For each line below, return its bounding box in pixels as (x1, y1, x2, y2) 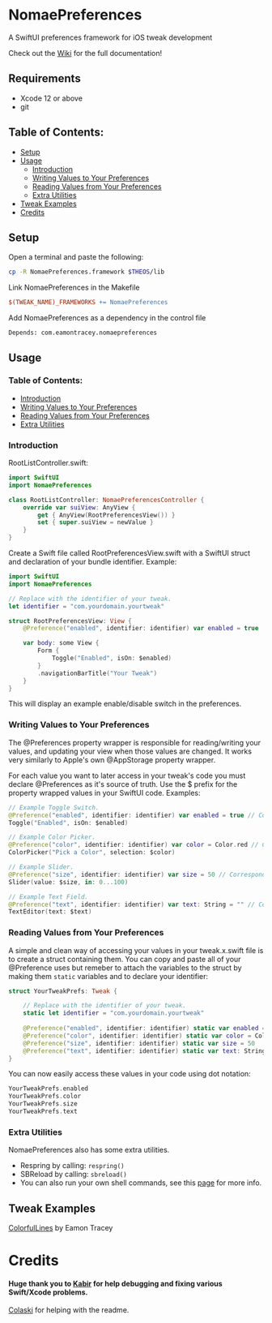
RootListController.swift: (8, 458, 89, 468)
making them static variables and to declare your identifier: (8, 971, 209, 981)
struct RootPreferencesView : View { (8, 616, 132, 625)
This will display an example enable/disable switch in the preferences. (8, 699, 242, 709)
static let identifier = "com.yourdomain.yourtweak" (23, 1009, 205, 1017)
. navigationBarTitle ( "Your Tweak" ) (37, 669, 158, 677)
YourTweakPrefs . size (8, 1100, 79, 1108)
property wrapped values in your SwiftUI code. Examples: (8, 788, 201, 797)
